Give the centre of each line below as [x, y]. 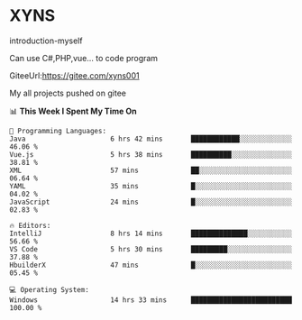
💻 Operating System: [50, 289]
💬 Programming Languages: [58, 131]
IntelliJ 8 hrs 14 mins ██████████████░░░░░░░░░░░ [151, 233]
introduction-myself [46, 41]
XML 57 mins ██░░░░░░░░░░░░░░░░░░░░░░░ [151, 170]
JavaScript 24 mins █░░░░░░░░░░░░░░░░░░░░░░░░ [151, 202]
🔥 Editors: [30, 225]
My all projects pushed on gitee [68, 93]
